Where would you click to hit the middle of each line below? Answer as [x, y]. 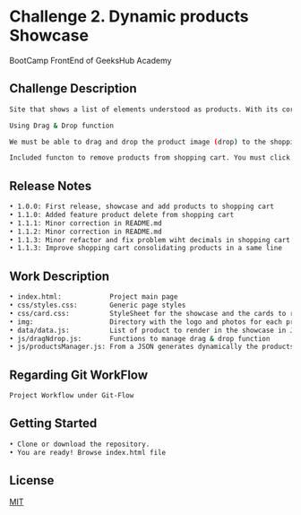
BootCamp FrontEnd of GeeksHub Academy [90, 60]
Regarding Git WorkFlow [79, 375]
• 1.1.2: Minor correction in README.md [86, 231]
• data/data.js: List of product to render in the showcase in [148, 330]
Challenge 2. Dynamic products [129, 17]
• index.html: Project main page [94, 297]
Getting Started [53, 423]
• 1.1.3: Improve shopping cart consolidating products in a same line [146, 249]
